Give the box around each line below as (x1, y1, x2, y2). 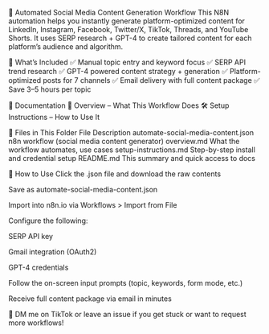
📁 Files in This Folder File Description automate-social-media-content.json (8, 128, 255, 137)
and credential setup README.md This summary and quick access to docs (8, 154, 255, 163)
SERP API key (8, 232, 54, 241)
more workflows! (8, 318, 64, 328)
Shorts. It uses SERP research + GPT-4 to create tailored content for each (8, 33, 252, 43)
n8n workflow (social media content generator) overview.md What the (8, 137, 240, 146)
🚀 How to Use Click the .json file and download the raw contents (8, 169, 222, 179)
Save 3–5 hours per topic (8, 85, 92, 94)
